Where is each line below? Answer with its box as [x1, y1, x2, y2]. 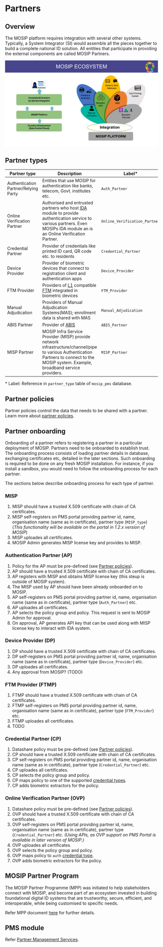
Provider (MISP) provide [42, 334, 91, 339]
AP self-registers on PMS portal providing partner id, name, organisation [12, 594, 157, 600]
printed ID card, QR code [42, 248, 92, 254]
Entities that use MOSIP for [42, 178, 96, 184]
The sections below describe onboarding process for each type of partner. [5, 480, 154, 486]
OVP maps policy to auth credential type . [12, 853, 94, 858]
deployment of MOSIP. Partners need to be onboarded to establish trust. [5, 445, 150, 451]
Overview [5, 22, 35, 31]
